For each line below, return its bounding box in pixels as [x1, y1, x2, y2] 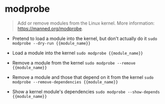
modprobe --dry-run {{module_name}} [12, 40, 91, 46]
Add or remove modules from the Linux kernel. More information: [17, 20, 155, 26]
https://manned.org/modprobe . [17, 25, 83, 31]
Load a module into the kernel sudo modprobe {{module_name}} [12, 50, 143, 56]
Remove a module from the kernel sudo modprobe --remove [12, 59, 136, 66]
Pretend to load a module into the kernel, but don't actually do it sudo [12, 35, 157, 41]
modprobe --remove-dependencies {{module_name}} [12, 79, 118, 85]
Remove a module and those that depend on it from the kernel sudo [12, 74, 154, 80]
